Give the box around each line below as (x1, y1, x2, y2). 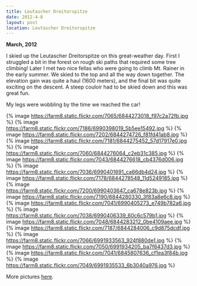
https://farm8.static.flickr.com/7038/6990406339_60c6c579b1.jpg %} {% (6, 212, 184, 219)
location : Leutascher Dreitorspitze (6, 25, 96, 31)
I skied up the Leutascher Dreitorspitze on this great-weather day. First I (6, 52, 180, 59)
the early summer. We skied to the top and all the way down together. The (6, 71, 185, 78)
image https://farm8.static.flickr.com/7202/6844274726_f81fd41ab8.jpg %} (6, 131, 188, 138)
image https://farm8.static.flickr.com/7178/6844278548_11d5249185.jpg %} (6, 175, 188, 182)
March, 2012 (6, 41, 38, 48)
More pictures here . (6, 273, 54, 280)
